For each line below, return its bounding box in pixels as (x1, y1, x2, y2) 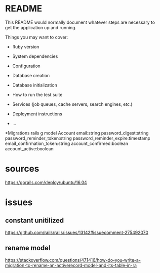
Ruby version (12, 44, 40, 49)
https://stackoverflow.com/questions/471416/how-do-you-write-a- (5, 257, 141, 263)
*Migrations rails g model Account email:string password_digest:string (5, 130, 149, 136)
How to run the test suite (12, 91, 63, 97)
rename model (5, 244, 50, 252)
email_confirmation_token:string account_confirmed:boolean (5, 140, 128, 146)
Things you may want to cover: (5, 34, 68, 40)
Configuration (12, 63, 40, 69)
